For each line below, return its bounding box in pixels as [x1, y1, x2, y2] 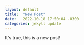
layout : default [5, 7, 39, 12]
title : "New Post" [5, 12, 46, 17]
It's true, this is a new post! [5, 35, 61, 41]
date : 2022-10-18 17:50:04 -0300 [5, 16, 79, 21]
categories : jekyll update [5, 21, 61, 26]
